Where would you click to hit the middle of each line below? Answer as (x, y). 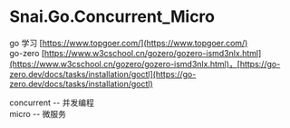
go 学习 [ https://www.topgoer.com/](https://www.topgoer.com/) (129, 43)
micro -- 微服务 (38, 113)
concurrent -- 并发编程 (52, 103)
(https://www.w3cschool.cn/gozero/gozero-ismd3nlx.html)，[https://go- (145, 64)
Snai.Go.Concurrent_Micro (112, 17)
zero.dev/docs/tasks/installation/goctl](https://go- (103, 74)
